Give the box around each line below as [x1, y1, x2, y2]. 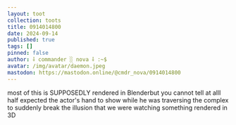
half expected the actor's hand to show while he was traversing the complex [7, 96, 229, 104]
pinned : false [7, 50, 49, 57]
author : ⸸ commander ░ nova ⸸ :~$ [7, 56, 107, 63]
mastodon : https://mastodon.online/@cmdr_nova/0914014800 [7, 69, 181, 76]
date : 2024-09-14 [7, 29, 58, 37]
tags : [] [7, 43, 33, 50]
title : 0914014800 [7, 23, 61, 30]
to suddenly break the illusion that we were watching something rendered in [7, 103, 228, 112]
